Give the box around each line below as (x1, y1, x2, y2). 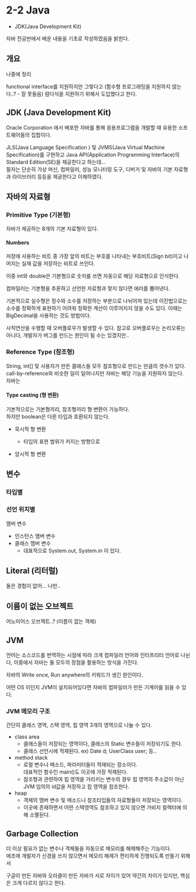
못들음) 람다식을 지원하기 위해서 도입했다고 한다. (27, 90, 137, 97)
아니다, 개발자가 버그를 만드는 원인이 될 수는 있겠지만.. (6, 332, 129, 339)
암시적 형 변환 (14, 450, 46, 457)
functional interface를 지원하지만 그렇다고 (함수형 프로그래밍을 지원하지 (6, 83, 171, 90)
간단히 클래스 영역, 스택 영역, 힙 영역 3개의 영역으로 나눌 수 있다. (6, 721, 152, 728)
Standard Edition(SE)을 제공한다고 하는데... (6, 158, 106, 165)
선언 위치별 (6, 505, 36, 513)
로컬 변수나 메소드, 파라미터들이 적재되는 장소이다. (23, 761, 137, 768)
